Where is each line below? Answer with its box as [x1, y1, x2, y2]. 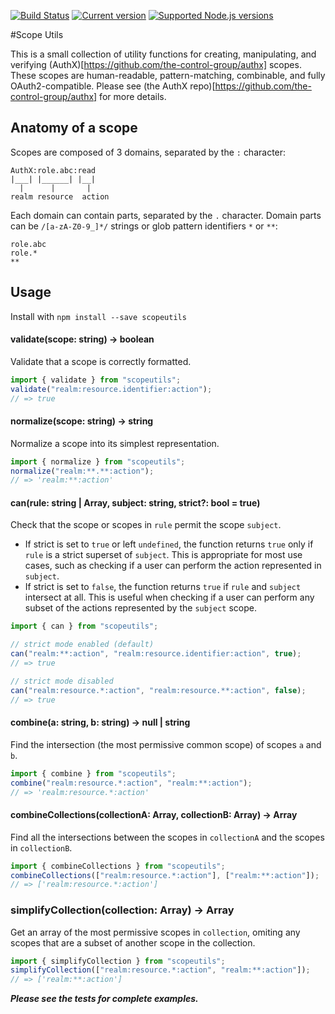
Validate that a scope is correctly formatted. [10, 355, 192, 367]
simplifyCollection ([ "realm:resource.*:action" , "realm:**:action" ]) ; [10, 965, 311, 975]
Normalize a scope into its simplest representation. [10, 437, 220, 449]
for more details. [99, 91, 167, 102]
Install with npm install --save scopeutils [10, 310, 187, 322]
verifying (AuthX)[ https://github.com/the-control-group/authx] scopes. [10, 59, 302, 70]
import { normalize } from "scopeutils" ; [10, 456, 186, 467]
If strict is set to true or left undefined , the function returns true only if [24, 538, 314, 550]
